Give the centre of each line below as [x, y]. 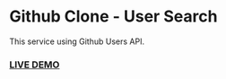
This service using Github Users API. [77, 41]
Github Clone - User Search [113, 17]
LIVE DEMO [35, 65]
